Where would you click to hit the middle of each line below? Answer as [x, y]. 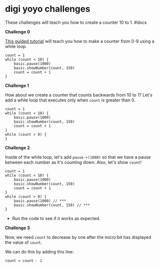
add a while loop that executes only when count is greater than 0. [70, 100]
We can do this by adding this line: [39, 251]
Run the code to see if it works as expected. [56, 218]
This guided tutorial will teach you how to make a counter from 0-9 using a [80, 41]
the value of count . [24, 242]
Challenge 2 [18, 148]
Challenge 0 [18, 32]
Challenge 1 [17, 85]
